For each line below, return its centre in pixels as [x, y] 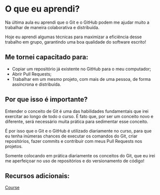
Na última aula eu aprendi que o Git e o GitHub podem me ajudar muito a [77, 22]
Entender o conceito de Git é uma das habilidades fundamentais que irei [77, 111]
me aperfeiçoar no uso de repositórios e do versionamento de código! [75, 161]
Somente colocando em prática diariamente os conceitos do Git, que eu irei [80, 155]
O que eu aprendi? [42, 9]
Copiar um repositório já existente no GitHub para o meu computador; [81, 69]
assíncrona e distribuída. [36, 84]
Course [12, 188]
